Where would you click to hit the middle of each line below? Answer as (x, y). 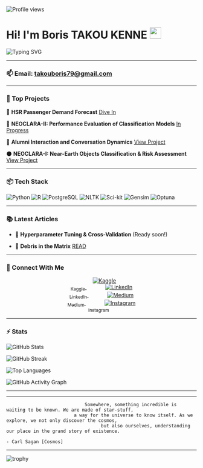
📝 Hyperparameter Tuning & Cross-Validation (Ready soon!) (91, 235)
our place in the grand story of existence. (63, 431)
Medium (76, 305)
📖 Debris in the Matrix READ (50, 246)
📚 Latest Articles (32, 219)
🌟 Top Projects (28, 99)
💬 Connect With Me (35, 268)
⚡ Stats (17, 332)
